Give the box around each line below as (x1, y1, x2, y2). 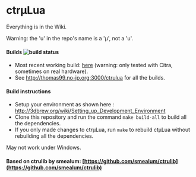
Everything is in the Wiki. (6, 23, 67, 30)
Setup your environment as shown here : (14, 101, 115, 108)
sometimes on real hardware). (14, 68, 88, 75)
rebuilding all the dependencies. (14, 132, 94, 140)
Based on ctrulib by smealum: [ (6, 157, 85, 165)
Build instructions (6, 87, 51, 95)
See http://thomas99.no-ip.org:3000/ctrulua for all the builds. (14, 74, 165, 81)
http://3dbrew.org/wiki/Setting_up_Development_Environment (14, 108, 166, 115)
